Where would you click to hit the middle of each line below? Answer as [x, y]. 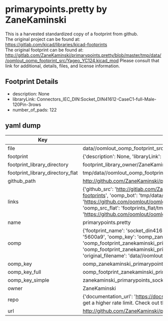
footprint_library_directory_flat [43, 173]
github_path [22, 181]
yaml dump [23, 126]
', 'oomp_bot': [121, 195]
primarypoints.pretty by [56, 9]
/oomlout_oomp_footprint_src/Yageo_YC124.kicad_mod [62, 60]
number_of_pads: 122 [34, 110]
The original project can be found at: [43, 39]
